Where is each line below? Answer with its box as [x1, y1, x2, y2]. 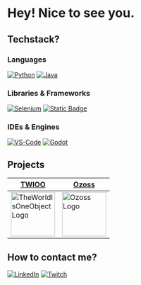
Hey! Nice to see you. [7, 5, 135, 21]
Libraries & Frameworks [7, 88, 90, 98]
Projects [7, 158, 45, 171]
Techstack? [7, 33, 60, 45]
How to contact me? [7, 251, 97, 263]
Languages [7, 55, 47, 65]
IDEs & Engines [7, 122, 60, 132]
